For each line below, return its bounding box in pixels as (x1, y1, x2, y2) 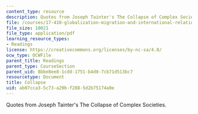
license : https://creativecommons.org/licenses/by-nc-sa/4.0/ (6, 47, 162, 53)
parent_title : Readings (6, 58, 65, 63)
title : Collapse (6, 80, 46, 86)
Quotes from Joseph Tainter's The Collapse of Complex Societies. (6, 101, 167, 108)
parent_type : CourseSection (6, 63, 75, 69)
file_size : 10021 (6, 25, 49, 31)
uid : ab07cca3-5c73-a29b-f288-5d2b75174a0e (6, 85, 115, 91)
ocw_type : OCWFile (6, 52, 51, 58)
